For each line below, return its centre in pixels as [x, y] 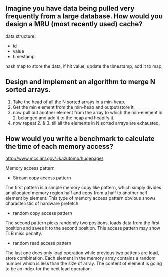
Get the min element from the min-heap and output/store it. [74, 107]
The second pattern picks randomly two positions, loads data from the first [82, 223]
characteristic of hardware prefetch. [43, 204]
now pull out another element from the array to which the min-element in [88, 112]
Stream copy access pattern [42, 178]
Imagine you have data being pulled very [70, 8]
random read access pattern [42, 243]
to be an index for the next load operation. [49, 269]
